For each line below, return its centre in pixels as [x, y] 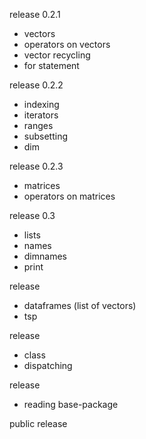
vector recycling [57, 55]
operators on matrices [69, 196]
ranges [38, 125]
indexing [41, 104]
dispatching [48, 365]
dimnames [45, 256]
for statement [51, 65]
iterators [41, 115]
